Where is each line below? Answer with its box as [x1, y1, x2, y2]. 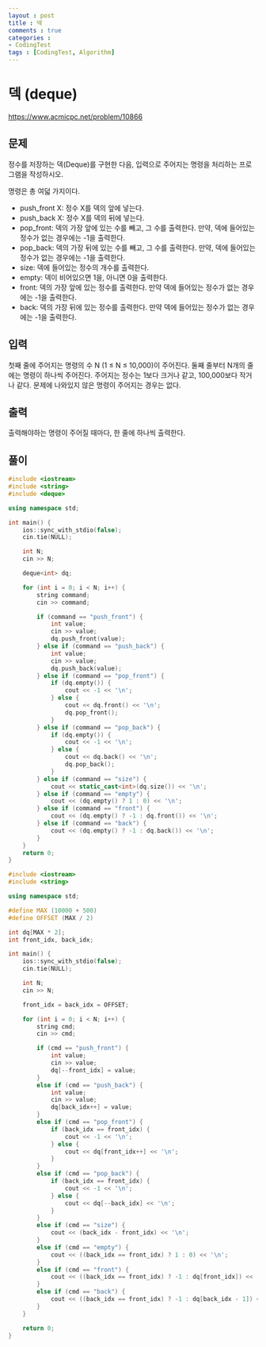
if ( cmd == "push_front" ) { [36, 1045, 129, 1053]
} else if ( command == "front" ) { [36, 805, 150, 813]
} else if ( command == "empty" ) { [36, 790, 150, 798]
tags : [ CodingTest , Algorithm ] [8, 48, 115, 56]
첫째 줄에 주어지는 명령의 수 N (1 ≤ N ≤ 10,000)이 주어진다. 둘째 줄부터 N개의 [8, 360, 245, 370]
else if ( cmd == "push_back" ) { [36, 1081, 144, 1089]
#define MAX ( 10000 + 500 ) [8, 906, 97, 914]
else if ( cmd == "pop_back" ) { [36, 1170, 140, 1178]
